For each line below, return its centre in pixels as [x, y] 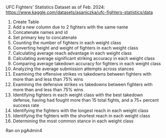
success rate [26, 105]
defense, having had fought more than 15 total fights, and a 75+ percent [86, 100]
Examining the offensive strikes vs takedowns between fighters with [82, 74]
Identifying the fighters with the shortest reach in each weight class [81, 116]
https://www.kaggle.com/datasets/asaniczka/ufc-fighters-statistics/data [79, 12]
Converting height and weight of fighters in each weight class [75, 48]
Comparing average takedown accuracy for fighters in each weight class [87, 64]
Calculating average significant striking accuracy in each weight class [84, 58]
